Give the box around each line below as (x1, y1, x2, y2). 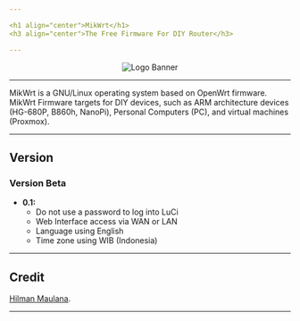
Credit (9, 269, 45, 284)
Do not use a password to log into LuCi (35, 207, 179, 217)
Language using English (35, 225, 124, 237)
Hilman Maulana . (9, 293, 71, 304)
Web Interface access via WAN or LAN (35, 216, 179, 227)
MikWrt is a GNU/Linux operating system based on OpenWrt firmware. (9, 87, 268, 98)
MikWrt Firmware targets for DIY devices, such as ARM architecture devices (9, 97, 289, 107)
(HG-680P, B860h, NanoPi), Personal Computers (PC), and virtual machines (9, 106, 288, 117)
